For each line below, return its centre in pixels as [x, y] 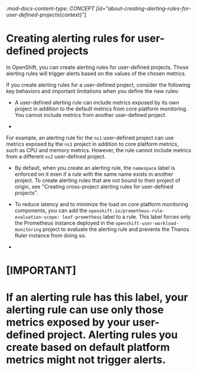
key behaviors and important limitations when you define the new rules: [93, 91]
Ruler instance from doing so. [50, 235]
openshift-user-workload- [147, 223]
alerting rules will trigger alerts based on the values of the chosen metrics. [96, 73]
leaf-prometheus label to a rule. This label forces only [126, 216]
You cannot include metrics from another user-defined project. [91, 115]
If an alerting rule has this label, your [97, 298]
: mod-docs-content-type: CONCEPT [51, 9]
